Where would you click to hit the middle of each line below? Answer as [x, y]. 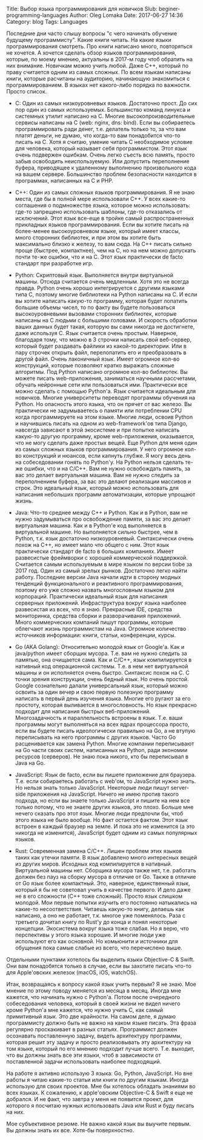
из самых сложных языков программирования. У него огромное [99, 449]
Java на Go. [30, 763]
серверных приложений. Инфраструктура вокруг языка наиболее [101, 603]
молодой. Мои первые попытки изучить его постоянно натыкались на [106, 903]
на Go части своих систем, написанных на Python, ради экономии [101, 750]
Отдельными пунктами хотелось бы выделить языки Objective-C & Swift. [101, 959]
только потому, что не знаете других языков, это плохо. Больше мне [104, 807]
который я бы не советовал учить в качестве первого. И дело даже [103, 890]
